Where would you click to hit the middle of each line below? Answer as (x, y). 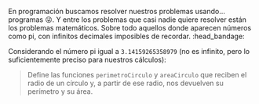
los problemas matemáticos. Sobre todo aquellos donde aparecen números (130, 28)
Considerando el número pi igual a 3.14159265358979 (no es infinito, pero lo (129, 51)
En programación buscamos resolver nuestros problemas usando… (117, 11)
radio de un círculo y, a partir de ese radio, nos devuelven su (125, 83)
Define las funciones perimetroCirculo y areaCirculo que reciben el (137, 75)
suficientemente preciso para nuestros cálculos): (87, 59)
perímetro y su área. (60, 91)
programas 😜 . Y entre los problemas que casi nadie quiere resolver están (128, 20)
